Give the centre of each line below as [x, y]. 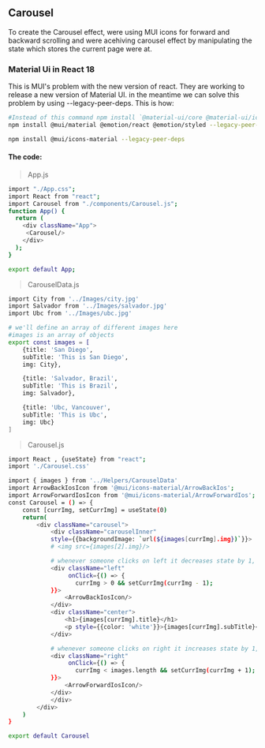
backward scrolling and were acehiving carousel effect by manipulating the [130, 40]
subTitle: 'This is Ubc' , [65, 415]
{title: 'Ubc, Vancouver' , [67, 408]
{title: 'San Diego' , [58, 350]
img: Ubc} [39, 422]
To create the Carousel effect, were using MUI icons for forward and [119, 32]
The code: [25, 157]
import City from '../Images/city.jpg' [74, 299]
